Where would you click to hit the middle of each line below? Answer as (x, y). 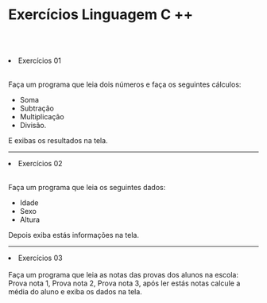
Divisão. (33, 125)
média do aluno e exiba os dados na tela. (75, 291)
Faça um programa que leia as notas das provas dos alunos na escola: (123, 274)
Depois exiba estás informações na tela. (74, 235)
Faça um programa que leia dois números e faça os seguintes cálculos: (125, 84)
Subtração (37, 108)
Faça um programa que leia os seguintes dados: (87, 187)
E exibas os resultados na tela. (58, 140)
